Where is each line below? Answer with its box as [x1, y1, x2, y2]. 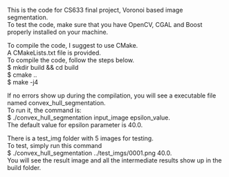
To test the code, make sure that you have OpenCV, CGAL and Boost [7, 21, 203, 28]
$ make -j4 [7, 78, 39, 86]
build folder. [7, 164, 42, 171]
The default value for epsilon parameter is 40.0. [7, 121, 143, 129]
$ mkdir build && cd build [7, 64, 79, 71]
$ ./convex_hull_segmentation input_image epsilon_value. [7, 113, 171, 122]
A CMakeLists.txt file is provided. [7, 48, 102, 57]
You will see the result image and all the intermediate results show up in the [7, 156, 222, 165]
